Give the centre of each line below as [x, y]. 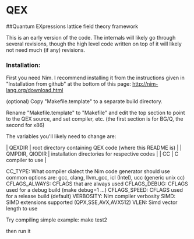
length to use [22, 209]
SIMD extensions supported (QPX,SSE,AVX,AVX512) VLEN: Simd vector [92, 202]
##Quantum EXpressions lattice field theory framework [72, 26]
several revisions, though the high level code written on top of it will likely [94, 44]
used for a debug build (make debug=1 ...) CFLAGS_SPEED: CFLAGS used [95, 190]
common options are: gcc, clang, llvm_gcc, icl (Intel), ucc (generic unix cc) [96, 178]
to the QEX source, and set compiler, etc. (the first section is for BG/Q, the [95, 119]
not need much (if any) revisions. [46, 50]
